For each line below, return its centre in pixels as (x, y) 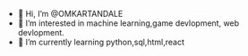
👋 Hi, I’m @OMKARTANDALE (70, 14)
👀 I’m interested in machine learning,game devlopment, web (128, 23)
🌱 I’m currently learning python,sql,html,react (101, 42)
